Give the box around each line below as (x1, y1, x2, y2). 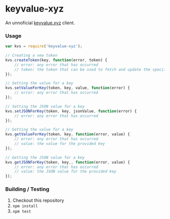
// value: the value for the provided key (14, 141, 105, 146)
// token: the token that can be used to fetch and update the (14, 67, 151, 72)
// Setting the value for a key (5, 81, 73, 86)
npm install (12, 203, 38, 208)
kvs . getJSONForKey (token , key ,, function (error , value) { (5, 159, 130, 165)
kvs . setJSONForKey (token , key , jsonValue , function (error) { (5, 108, 137, 114)
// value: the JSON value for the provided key (14, 169, 116, 174)
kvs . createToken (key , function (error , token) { (5, 58, 108, 63)
